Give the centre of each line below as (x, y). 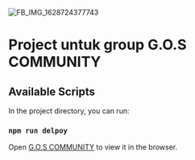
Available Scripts (52, 91)
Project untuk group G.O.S (97, 45)
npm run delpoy (38, 130)
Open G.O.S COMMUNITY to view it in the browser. (93, 147)
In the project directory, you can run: (69, 111)
